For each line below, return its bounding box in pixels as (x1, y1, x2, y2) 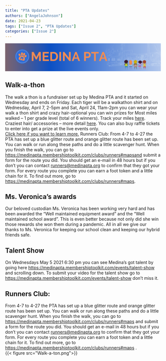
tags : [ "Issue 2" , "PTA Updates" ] (5, 24, 77, 29)
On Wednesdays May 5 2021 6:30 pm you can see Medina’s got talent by (5, 259, 154, 265)
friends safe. (5, 232, 31, 238)
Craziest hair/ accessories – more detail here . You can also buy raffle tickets (5, 120, 160, 126)
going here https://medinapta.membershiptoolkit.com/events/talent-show (5, 265, 155, 271)
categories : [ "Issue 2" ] (5, 29, 56, 34)
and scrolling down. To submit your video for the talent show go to (5, 270, 140, 276)
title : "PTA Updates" (5, 8, 50, 13)
